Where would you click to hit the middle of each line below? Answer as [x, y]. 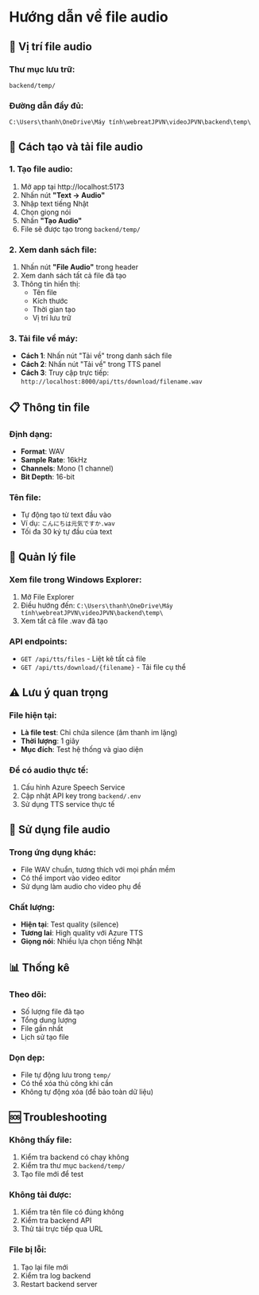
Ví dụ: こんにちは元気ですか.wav [68, 523]
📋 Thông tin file [50, 407]
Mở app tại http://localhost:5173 [72, 187]
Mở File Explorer [47, 597]
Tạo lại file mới [44, 1267]
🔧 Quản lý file [43, 557]
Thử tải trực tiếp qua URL [62, 1229]
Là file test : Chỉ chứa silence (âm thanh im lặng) [99, 733]
